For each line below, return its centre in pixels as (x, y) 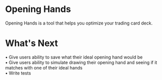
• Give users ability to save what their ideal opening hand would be (74, 57)
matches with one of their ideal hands (44, 67)
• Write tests (18, 73)
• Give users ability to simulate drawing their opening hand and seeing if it (81, 62)
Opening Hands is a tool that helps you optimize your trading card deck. (79, 23)
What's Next (32, 43)
